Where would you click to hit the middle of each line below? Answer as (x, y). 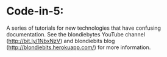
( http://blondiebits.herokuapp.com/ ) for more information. (79, 47)
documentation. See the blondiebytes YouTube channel (76, 34)
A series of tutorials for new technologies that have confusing (84, 28)
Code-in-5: (35, 11)
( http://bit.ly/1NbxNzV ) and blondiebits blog (61, 41)
